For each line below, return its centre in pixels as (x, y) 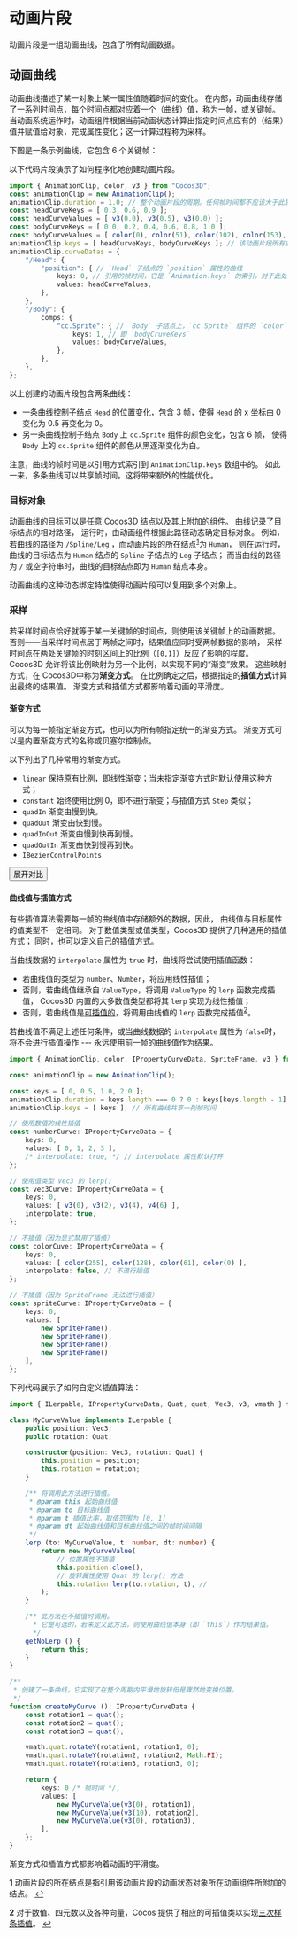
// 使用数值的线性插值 (45, 1124)
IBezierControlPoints (61, 856)
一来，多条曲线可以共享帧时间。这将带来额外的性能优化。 (114, 475)
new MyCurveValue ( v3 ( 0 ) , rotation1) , (126, 1804)
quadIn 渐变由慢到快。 (62, 812)
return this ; (65, 1649)
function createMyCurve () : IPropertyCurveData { (103, 1707)
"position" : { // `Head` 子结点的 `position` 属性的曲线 (142, 268)
